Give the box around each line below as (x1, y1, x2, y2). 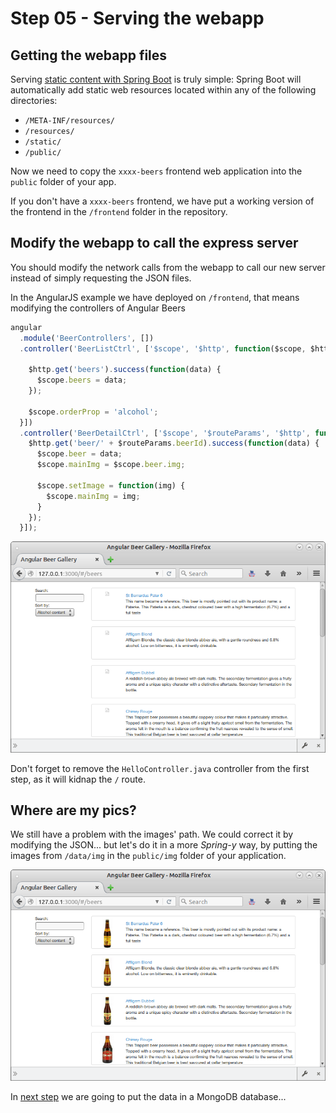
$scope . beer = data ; (36, 449, 123, 459)
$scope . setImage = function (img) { (36, 480, 186, 491)
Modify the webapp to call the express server (10, 235, 299, 252)
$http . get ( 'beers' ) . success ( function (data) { (28, 365, 222, 375)
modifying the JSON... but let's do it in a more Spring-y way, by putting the (10, 839, 318, 851)
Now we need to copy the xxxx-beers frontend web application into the (10, 165, 303, 177)
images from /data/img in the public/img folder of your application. (10, 850, 287, 862)
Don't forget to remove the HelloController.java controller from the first (10, 762, 310, 774)
